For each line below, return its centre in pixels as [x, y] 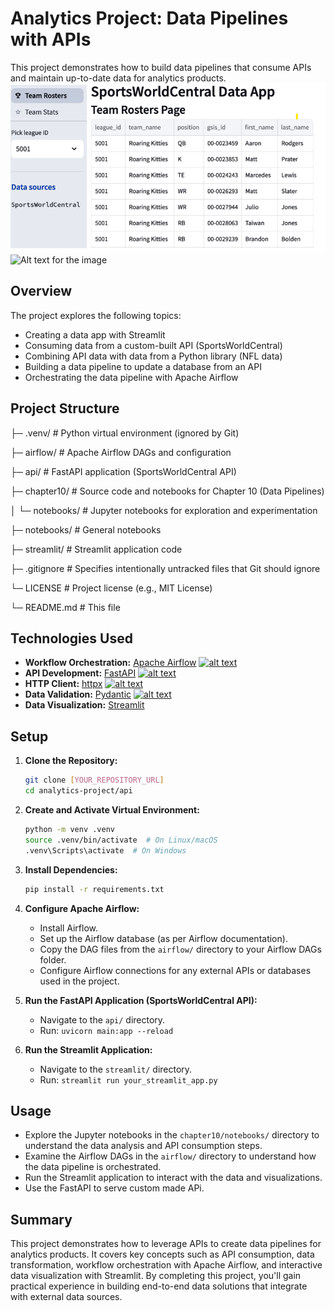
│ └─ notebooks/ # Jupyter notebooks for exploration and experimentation [164, 510]
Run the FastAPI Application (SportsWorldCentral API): [141, 1000]
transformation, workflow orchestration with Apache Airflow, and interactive [166, 1265]
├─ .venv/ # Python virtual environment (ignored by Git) [125, 433]
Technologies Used [71, 638]
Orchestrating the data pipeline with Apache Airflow [131, 377]
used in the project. [79, 981]
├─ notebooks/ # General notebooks [86, 529]
